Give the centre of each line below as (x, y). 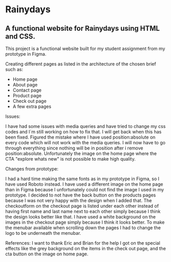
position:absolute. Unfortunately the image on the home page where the (81, 154)
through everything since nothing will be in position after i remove (74, 148)
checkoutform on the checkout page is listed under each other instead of (82, 206)
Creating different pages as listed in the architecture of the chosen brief (81, 64)
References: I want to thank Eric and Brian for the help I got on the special (83, 243)
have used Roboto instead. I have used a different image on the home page (84, 184)
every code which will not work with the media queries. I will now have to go (86, 143)
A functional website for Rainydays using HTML (82, 28)
